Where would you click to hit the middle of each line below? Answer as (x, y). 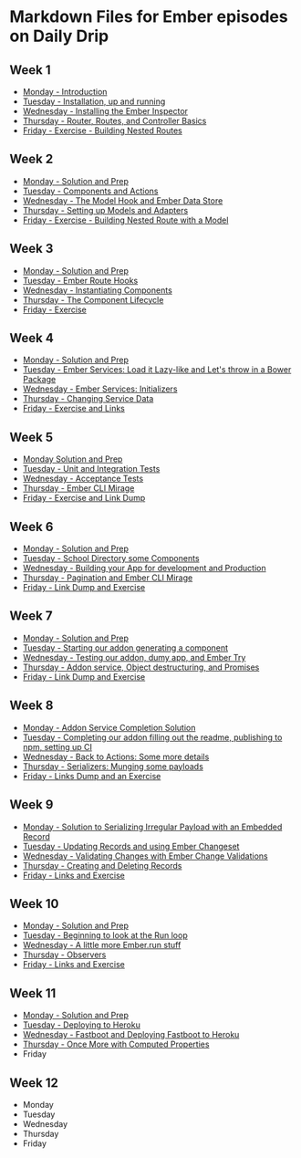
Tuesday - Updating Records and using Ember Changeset (131, 846)
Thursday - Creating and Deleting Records (102, 865)
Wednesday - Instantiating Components (98, 290)
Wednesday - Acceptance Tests (83, 479)
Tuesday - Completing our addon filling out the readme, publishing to (152, 737)
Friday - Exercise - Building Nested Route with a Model (125, 220)
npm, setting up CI (57, 746)
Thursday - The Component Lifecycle (93, 299)
